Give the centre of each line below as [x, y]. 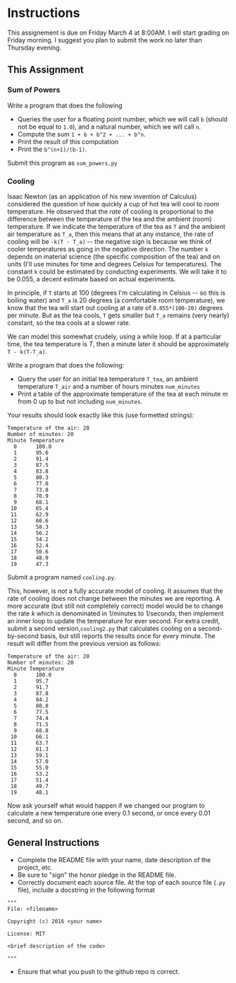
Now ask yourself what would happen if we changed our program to [106, 805]
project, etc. [35, 867]
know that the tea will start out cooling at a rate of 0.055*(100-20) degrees [115, 307]
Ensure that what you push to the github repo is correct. [99, 971]
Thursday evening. [35, 47]
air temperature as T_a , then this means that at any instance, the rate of [111, 234]
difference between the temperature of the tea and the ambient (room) [110, 219]
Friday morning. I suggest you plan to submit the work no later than [105, 40]
